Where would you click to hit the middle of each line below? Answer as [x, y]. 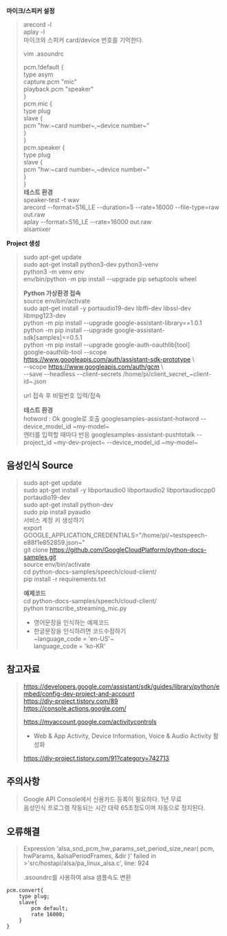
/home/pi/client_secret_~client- [167, 374]
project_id [37, 442]
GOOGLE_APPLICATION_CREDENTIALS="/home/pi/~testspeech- [115, 535]
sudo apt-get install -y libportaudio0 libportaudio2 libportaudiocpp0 [119, 490]
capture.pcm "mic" [50, 81]
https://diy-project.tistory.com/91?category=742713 [96, 758]
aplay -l [34, 32]
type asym [38, 74]
